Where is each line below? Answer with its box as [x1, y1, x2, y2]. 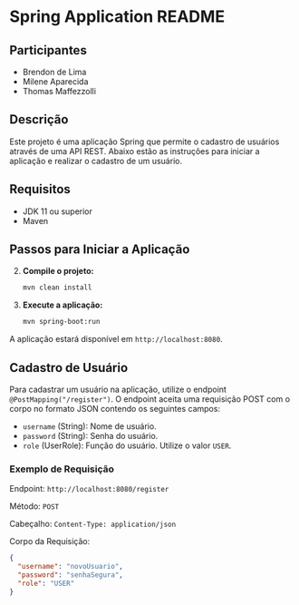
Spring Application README [9, 6, 225, 27]
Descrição [9, 112, 69, 128]
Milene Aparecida [22, 76, 89, 87]
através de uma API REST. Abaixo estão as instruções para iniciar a [9, 145, 260, 156]
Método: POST [9, 501, 60, 512]
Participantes [9, 43, 88, 58]
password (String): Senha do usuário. [22, 431, 159, 441]
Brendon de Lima [22, 66, 87, 77]
